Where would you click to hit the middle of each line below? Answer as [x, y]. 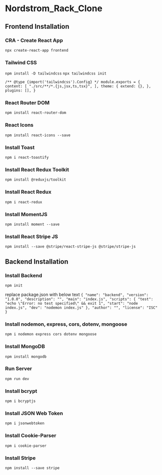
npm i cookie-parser [26, 446]
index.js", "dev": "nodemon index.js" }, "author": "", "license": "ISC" [81, 308]
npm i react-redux [24, 202]
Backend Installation [37, 262]
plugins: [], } [20, 91]
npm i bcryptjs [20, 401]
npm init [14, 285]
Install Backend [24, 275]
